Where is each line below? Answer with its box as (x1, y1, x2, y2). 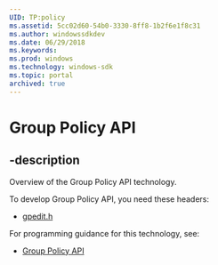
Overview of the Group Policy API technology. (9, 176, 177, 187)
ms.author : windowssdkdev (9, 29, 105, 38)
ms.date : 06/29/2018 (9, 37, 86, 47)
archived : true (9, 79, 66, 88)
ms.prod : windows (9, 54, 74, 63)
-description (9, 153, 80, 168)
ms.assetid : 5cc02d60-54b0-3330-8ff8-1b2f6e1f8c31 (9, 21, 201, 30)
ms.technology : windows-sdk (9, 63, 114, 72)
